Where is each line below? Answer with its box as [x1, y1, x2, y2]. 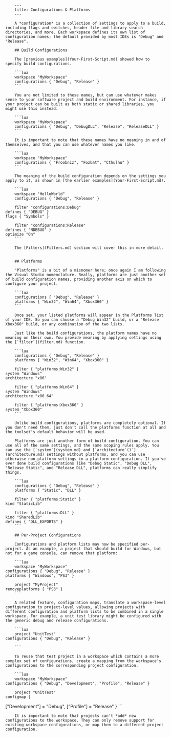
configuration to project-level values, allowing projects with [5, 605, 145, 610]
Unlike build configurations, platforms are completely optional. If [14, 420, 166, 425]
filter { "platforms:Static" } [14, 497, 81, 502]
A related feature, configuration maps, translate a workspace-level [14, 600, 166, 605]
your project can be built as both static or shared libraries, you [5, 102, 155, 107]
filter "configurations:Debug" [14, 205, 81, 210]
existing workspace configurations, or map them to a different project [5, 722, 164, 727]
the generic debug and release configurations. [5, 618, 109, 623]
